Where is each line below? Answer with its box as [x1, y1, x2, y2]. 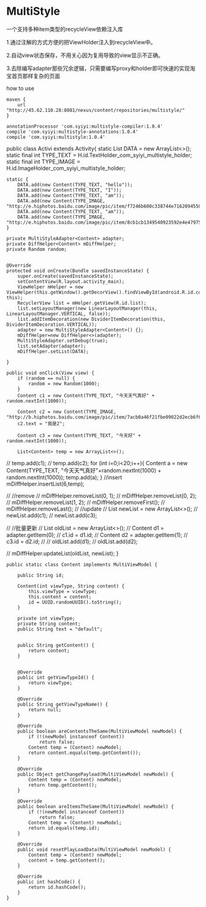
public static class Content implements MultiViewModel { [6, 561, 158, 568]
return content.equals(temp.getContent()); [28, 750, 141, 756]
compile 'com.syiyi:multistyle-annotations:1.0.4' [6, 128, 139, 135]
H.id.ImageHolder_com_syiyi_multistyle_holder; [6, 164, 126, 171]
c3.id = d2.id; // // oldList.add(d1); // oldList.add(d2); [6, 538, 138, 545]
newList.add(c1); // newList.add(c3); [6, 511, 97, 519]
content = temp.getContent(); [28, 857, 105, 863]
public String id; [17, 572, 64, 578]
